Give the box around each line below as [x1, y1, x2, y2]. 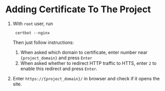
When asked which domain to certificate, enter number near [20, 49, 148, 55]
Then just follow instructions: [12, 39, 74, 45]
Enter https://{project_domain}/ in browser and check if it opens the [12, 75, 160, 81]
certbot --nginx [15, 30, 50, 35]
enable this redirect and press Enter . [20, 65, 98, 72]
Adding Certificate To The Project [5, 4, 151, 15]
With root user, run [12, 20, 53, 27]
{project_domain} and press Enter [20, 55, 93, 61]
